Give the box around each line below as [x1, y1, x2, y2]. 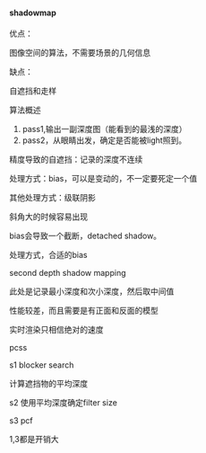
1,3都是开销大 [9, 434, 59, 445]
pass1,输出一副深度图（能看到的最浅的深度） [21, 124, 187, 135]
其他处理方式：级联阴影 [9, 192, 96, 203]
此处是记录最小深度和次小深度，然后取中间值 [9, 286, 175, 297]
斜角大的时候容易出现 [9, 211, 88, 222]
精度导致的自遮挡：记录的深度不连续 [9, 154, 143, 165]
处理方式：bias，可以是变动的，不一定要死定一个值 [9, 173, 198, 184]
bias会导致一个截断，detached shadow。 [9, 230, 162, 242]
